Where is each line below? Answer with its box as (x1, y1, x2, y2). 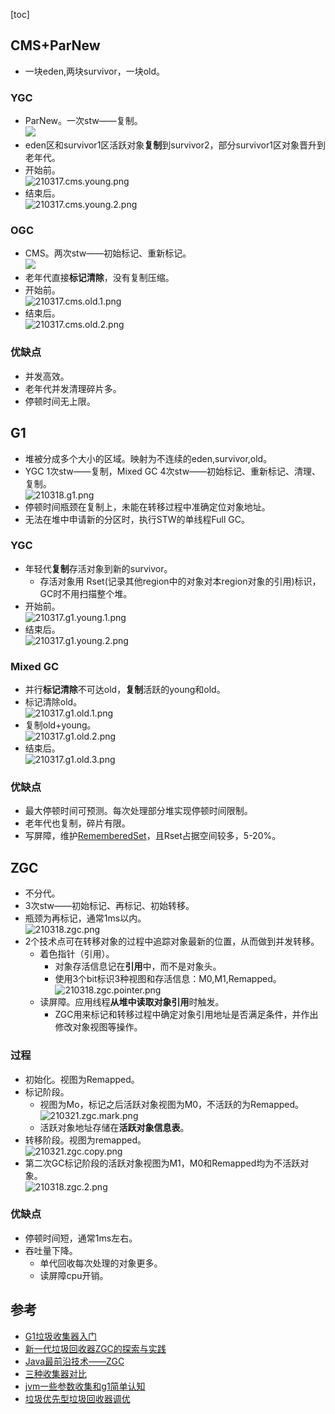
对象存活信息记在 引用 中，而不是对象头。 (54, 960, 222, 973)
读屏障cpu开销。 (39, 1269, 109, 1281)
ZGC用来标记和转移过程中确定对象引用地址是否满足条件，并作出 (54, 1009, 319, 1021)
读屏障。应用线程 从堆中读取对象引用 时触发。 (39, 996, 225, 1008)
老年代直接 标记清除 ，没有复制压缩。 (24, 272, 175, 284)
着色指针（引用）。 (39, 948, 115, 960)
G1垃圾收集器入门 (24, 1330, 97, 1342)
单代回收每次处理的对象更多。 (39, 1257, 163, 1269)
